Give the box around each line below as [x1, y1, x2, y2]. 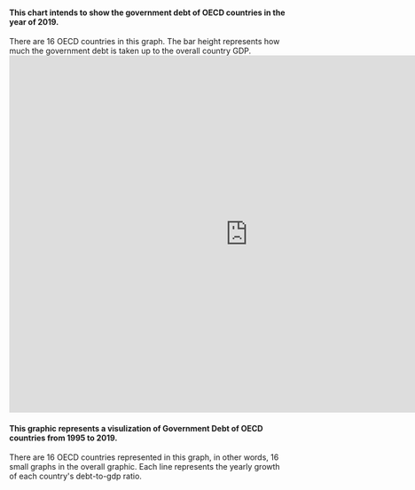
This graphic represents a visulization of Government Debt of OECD [9, 423, 263, 433]
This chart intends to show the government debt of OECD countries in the [9, 7, 286, 18]
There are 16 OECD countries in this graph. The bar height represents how [9, 36, 280, 47]
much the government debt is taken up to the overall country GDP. [9, 45, 252, 57]
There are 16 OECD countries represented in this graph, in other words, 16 [9, 452, 279, 463]
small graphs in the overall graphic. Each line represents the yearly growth [9, 462, 281, 472]
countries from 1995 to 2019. [9, 432, 118, 443]
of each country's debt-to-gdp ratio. [9, 471, 142, 482]
